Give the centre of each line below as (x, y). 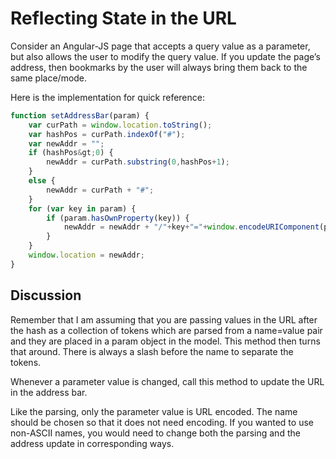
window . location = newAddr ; (86, 255)
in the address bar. (49, 392)
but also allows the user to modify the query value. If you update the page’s (165, 56)
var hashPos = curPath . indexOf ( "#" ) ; (107, 134)
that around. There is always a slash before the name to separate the (152, 351)
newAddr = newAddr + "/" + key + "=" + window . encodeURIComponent (191, 227)
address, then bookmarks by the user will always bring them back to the (159, 67)
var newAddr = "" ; (66, 143)
